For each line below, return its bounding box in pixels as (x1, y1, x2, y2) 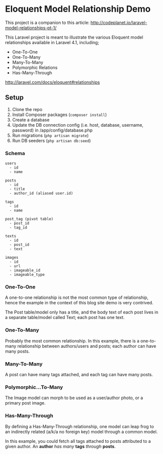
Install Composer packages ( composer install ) (12, 112, 107, 117)
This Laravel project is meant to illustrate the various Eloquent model (5, 34, 143, 40)
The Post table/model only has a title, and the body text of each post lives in (5, 309, 159, 315)
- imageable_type (9, 272, 45, 277)
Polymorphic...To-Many (5, 384, 63, 390)
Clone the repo (12, 106, 43, 112)
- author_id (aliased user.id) (9, 191, 73, 196)
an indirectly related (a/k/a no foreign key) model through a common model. (5, 429, 158, 434)
